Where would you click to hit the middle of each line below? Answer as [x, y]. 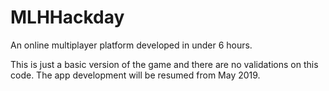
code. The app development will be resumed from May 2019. [135, 75]
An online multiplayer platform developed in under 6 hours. [131, 45]
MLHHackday [67, 17]
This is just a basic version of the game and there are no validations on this [164, 64]
